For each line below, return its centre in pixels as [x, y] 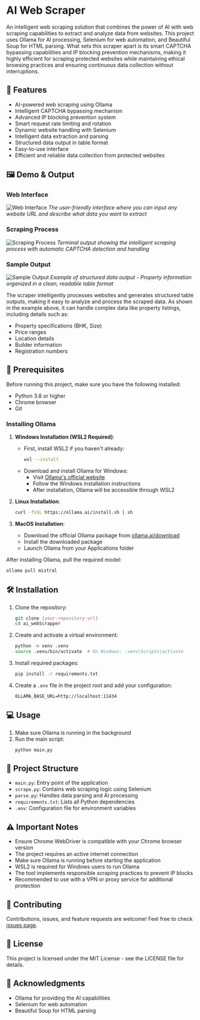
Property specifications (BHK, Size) [59, 326]
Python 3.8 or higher [40, 396]
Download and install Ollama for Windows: [76, 471]
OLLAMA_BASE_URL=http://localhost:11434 [66, 696]
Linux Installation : [38, 501]
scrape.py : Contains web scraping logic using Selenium [83, 789]
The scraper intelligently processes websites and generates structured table [100, 295]
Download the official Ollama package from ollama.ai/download [102, 535]
